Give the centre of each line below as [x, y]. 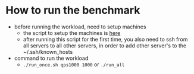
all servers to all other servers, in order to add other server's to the [105, 46]
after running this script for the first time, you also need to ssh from [105, 39]
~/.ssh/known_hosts [48, 52]
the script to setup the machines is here [72, 33]
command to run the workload [51, 58]
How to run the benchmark [73, 10]
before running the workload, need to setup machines [80, 27]
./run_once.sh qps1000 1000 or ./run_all [74, 64]
